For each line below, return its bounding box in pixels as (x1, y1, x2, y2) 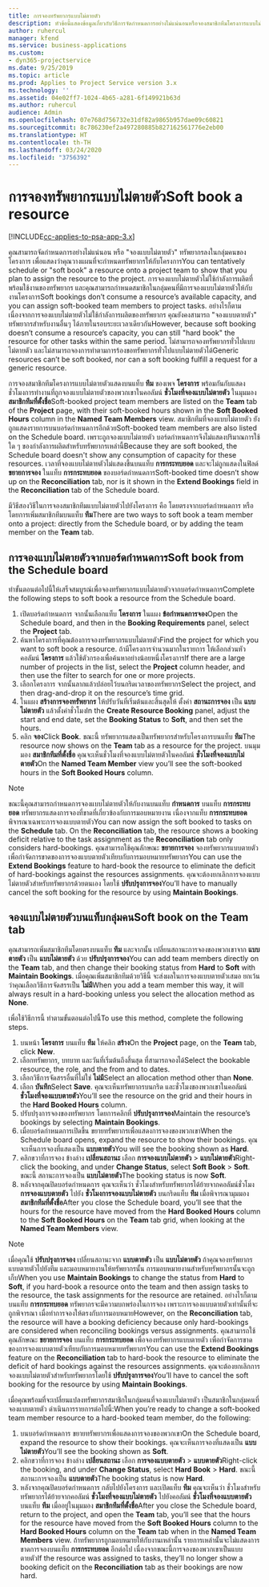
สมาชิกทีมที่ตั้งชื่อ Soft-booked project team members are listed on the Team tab (8, 397, 258, 406)
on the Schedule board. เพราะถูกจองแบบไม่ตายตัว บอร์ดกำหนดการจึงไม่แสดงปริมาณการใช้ (8, 432, 260, 442)
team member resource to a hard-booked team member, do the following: (8, 1412, 251, 1423)
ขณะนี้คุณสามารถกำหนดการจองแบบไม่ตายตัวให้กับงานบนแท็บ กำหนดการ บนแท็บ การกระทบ (8, 799, 251, 808)
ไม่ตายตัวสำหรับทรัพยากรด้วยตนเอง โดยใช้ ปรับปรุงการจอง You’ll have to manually (8, 878, 238, 888)
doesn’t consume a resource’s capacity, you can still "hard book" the (8, 328, 235, 337)
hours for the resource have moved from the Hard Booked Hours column (19, 1206, 261, 1216)
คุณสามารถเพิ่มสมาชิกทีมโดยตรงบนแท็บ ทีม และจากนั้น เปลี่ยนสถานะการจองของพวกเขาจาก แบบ (8, 944, 260, 954)
